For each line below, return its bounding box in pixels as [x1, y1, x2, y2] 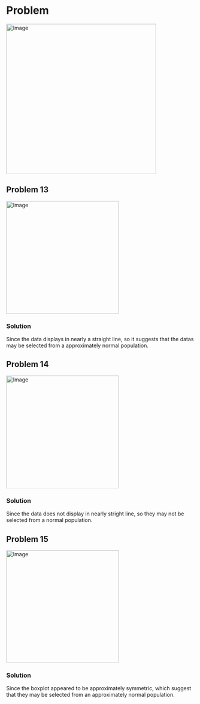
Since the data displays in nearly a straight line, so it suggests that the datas [6, 336, 194, 343]
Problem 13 [6, 184, 49, 195]
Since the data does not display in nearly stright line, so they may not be [6, 510, 184, 517]
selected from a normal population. [6, 517, 93, 524]
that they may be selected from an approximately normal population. [6, 691, 175, 699]
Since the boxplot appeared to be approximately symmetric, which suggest [6, 685, 192, 692]
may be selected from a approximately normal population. [6, 342, 149, 349]
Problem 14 [6, 359, 49, 369]
